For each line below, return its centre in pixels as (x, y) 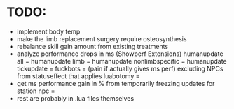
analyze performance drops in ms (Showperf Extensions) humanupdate (120, 54)
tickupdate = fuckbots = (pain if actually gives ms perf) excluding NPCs (120, 68)
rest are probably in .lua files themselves (75, 98)
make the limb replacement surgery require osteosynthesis (102, 38)
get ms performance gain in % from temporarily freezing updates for (116, 83)
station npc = (36, 91)
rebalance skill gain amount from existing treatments (92, 46)
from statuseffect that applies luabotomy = (78, 76)
